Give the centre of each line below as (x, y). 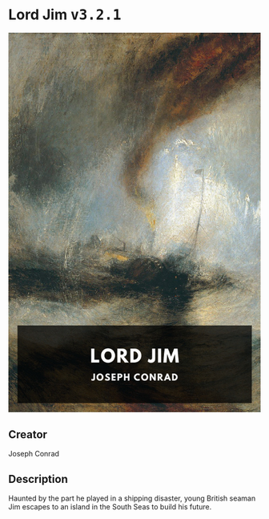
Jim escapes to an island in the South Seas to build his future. (110, 507)
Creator (28, 435)
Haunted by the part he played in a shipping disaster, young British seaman (132, 498)
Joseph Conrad (34, 454)
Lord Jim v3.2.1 (65, 15)
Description (38, 479)
